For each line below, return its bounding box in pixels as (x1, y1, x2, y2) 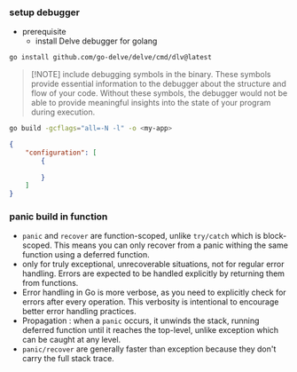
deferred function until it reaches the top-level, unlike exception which (21, 325, 279, 336)
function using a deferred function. (21, 249, 151, 260)
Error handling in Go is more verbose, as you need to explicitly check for (21, 287, 286, 298)
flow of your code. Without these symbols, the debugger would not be (30, 88, 288, 99)
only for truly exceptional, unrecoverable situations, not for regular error (21, 259, 285, 270)
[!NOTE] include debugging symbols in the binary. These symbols (30, 69, 272, 80)
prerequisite (21, 27, 66, 37)
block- (262, 231, 287, 241)
